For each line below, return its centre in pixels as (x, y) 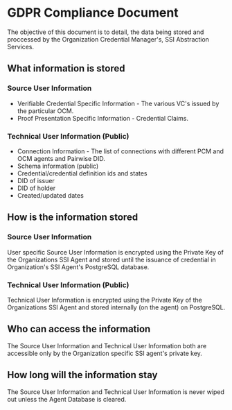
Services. (21, 46)
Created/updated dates (51, 195)
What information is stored (66, 68)
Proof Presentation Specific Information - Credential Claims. (103, 118)
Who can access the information (79, 329)
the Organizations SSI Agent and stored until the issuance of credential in (111, 259)
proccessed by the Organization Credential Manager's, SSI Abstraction (108, 39)
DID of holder (36, 188)
